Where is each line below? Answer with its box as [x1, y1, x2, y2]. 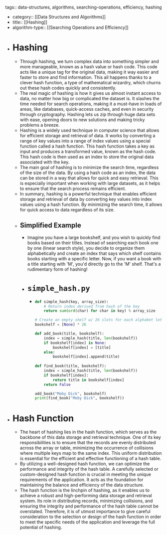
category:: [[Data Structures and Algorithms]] [12, 14, 106, 19]
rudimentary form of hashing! [27, 266, 88, 272]
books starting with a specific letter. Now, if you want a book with [27, 255, 162, 261]
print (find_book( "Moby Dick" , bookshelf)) [34, 396, 125, 401]
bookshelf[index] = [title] [52, 345, 111, 350]
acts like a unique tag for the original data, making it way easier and [19, 69, 159, 75]
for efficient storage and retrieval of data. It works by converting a [19, 132, 156, 139]
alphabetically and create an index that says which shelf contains [27, 250, 162, 256]
